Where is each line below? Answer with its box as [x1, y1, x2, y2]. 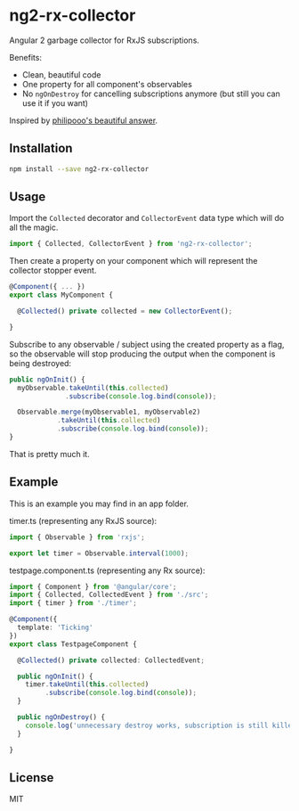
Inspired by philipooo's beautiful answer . [9, 115, 158, 126]
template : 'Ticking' [17, 623, 93, 632]
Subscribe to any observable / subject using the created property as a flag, [9, 339, 285, 349]
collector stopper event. [9, 265, 97, 276]
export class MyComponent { [9, 291, 114, 299]
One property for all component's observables [21, 78, 193, 89]
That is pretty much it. [9, 448, 91, 459]
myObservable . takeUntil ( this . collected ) [17, 383, 169, 392]
